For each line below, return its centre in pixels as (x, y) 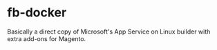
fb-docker (37, 13)
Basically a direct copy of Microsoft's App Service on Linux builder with (109, 32)
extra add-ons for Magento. (47, 38)
